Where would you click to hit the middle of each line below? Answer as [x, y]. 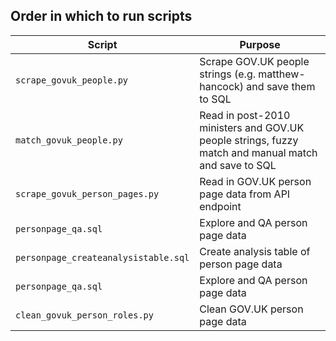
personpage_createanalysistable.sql [102, 257]
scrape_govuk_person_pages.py [87, 193]
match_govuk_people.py [69, 140]
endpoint [220, 206]
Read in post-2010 [245, 115]
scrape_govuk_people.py [72, 80]
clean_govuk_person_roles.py [84, 315]
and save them [281, 86]
